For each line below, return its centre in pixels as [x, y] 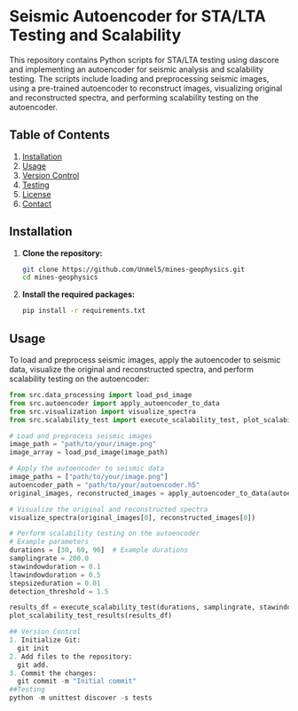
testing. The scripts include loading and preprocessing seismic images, [139, 78]
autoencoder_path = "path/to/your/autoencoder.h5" [105, 485]
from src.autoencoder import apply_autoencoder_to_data [114, 403]
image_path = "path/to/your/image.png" [83, 444]
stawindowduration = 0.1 [55, 566]
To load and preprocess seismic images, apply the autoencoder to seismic [145, 360]
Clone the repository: [62, 253]
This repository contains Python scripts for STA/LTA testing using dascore [144, 60]
